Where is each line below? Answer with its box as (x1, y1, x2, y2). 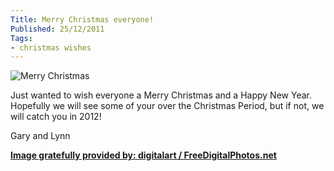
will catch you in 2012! (10, 111, 102, 123)
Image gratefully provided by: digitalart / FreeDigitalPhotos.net (10, 149, 277, 161)
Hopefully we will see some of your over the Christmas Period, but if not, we (10, 100, 325, 112)
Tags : (10, 33, 33, 43)
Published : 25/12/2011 (10, 24, 105, 34)
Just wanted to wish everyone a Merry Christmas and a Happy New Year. (10, 89, 312, 101)
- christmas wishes (10, 42, 92, 53)
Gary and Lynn (10, 130, 71, 142)
